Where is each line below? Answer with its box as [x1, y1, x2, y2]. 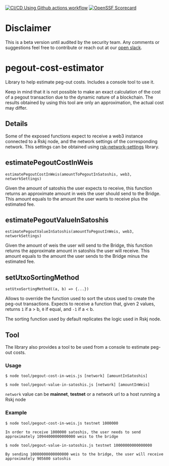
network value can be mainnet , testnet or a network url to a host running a [5, 391, 160, 397]
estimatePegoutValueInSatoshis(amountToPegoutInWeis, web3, [5, 229, 135, 235]
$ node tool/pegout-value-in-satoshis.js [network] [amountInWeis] [5, 382, 150, 388]
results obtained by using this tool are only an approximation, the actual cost [5, 99, 164, 106]
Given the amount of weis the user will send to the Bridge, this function [5, 243, 153, 249]
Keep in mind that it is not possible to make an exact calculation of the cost [5, 88, 161, 95]
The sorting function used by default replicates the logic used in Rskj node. [5, 316, 161, 322]
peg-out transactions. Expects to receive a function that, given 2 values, [5, 301, 155, 307]
